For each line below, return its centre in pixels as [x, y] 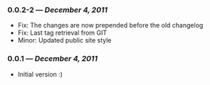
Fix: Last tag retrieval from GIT [62, 33]
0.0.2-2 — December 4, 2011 [58, 10]
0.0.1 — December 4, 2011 [53, 59]
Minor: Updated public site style [64, 40]
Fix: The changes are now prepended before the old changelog [110, 25]
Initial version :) [40, 74]
